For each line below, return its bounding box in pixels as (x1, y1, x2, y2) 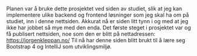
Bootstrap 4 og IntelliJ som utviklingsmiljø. (6, 43, 112, 50)
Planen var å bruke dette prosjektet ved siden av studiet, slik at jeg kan (6, 5, 182, 12)
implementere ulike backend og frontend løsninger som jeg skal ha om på (6, 11, 189, 18)
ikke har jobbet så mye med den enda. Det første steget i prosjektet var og (6, 24, 192, 31)
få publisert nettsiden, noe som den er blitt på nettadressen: (6, 30, 156, 38)
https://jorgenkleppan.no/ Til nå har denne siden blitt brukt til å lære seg (6, 37, 186, 43)
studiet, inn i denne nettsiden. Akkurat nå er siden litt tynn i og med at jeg (6, 18, 189, 24)
